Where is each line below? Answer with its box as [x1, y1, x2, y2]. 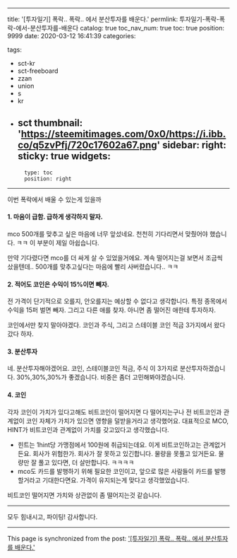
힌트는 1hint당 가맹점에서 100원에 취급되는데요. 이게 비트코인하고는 [17, 440, 202, 449]
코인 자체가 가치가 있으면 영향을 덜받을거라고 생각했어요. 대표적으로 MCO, [25, 417, 229, 425]
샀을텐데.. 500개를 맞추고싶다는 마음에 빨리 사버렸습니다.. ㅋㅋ [7, 262, 178, 271]
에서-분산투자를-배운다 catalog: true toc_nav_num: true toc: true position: [16, 24, 224, 32]
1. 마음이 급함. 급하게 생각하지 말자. [7, 213, 104, 221]
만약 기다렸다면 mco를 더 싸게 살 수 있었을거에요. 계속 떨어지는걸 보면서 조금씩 [7, 254, 224, 262]
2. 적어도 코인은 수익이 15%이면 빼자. [7, 280, 109, 289]
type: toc [24, 169, 53, 176]
